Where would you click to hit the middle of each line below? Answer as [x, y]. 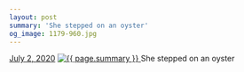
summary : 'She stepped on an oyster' [79, 25]
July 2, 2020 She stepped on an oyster [122, 59]
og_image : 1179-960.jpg [53, 33]
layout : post [33, 17]
